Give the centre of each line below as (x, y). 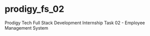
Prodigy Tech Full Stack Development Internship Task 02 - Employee (75, 23)
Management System (26, 28)
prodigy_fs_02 (35, 9)
